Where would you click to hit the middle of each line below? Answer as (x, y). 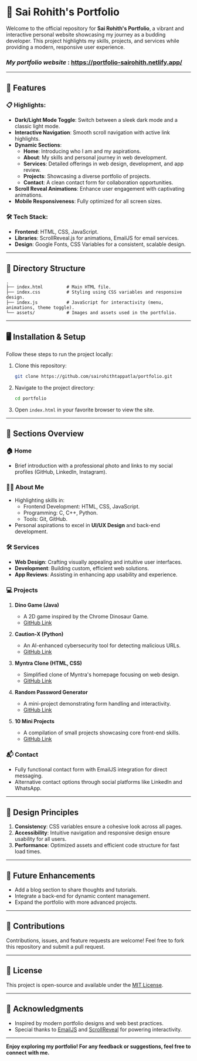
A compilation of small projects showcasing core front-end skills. (102, 733)
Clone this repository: (40, 365)
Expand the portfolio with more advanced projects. (76, 902)
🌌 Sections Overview (45, 433)
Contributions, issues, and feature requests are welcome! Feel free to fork (95, 940)
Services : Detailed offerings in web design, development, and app (103, 164)
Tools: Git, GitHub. (45, 519)
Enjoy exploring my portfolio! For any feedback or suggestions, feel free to (98, 1046)
